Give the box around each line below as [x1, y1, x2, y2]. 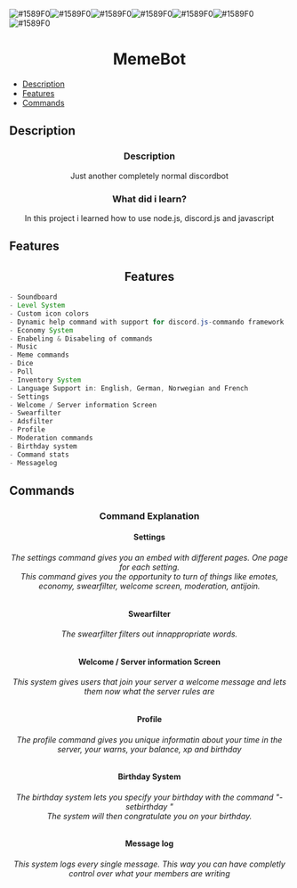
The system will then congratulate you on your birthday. [46, 810, 253, 821]
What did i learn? [112, 193, 187, 205]
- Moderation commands [9, 433, 93, 442]
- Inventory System [9, 375, 82, 384]
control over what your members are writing [68, 868, 230, 879]
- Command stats [9, 450, 69, 459]
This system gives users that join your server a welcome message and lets [12, 677, 287, 687]
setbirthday [125, 801, 168, 811]
